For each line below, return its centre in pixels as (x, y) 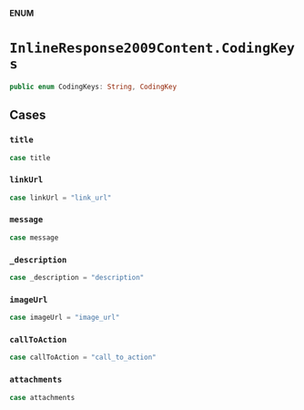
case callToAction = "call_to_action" (83, 358)
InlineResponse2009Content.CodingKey (152, 49)
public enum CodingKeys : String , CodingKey (93, 87)
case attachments (42, 397)
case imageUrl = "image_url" (65, 318)
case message (34, 237)
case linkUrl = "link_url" (61, 198)
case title (30, 158)
